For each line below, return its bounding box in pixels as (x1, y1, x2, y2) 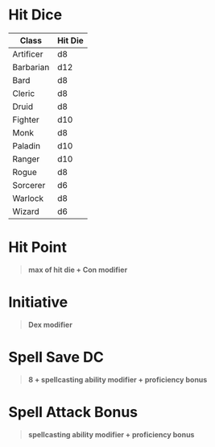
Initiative (8, 293, 68, 311)
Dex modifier (27, 320, 72, 329)
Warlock (12, 192, 44, 203)
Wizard (12, 206, 40, 217)
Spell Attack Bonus (8, 403, 139, 421)
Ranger (12, 153, 40, 165)
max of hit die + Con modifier (27, 265, 128, 274)
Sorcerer (12, 179, 46, 190)
